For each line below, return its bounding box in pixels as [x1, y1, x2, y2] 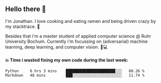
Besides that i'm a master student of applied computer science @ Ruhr [5, 33, 151, 39]
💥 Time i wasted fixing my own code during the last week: [5, 57, 129, 63]
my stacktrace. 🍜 [5, 23, 40, 29]
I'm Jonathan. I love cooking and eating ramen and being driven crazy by [5, 18, 156, 24]
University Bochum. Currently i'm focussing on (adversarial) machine [5, 38, 148, 44]
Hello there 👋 [5, 5, 47, 13]
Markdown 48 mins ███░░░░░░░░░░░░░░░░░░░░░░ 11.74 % [5, 73, 144, 78]
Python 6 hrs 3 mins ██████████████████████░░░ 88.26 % [5, 69, 144, 74]
